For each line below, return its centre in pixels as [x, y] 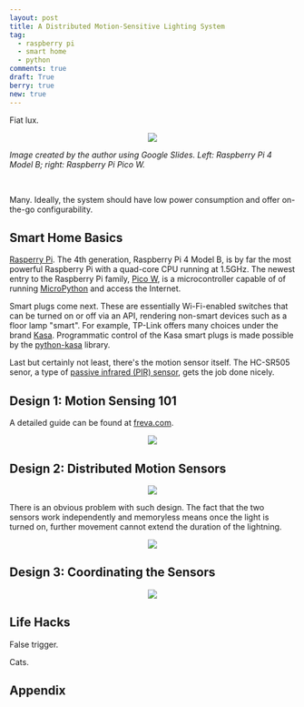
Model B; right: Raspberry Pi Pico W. [77, 164]
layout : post [34, 18]
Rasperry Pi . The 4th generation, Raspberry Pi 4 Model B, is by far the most [151, 259]
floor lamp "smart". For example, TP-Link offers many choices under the [144, 326]
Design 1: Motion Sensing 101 [93, 401]
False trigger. [34, 644]
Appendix [38, 690]
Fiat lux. [24, 120]
